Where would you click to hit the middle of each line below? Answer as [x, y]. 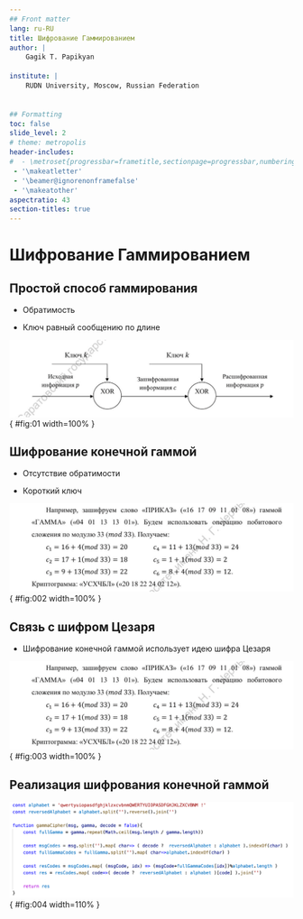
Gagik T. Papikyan [60, 57]
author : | [28, 48]
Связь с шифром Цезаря [83, 627]
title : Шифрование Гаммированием [72, 38]
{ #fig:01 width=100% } [52, 423]
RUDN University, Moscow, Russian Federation [113, 86]
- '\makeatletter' [48, 171]
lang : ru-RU [32, 28]
